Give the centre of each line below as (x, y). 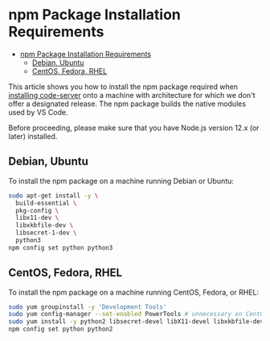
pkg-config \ (37, 210)
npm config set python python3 (61, 248)
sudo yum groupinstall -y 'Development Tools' (88, 306)
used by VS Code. (38, 112)
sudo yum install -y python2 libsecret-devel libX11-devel (109, 322)
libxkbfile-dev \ (45, 225)
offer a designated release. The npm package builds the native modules (127, 104)
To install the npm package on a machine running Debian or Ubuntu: (121, 181)
